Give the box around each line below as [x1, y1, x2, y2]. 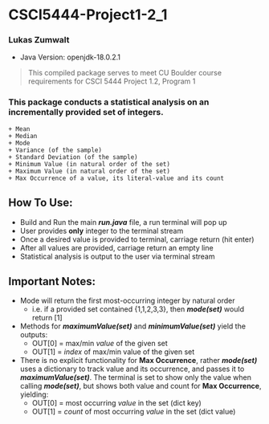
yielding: [19, 389, 49, 399]
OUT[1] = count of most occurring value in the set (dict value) [31, 407, 236, 417]
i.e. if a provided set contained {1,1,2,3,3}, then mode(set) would [31, 304, 245, 314]
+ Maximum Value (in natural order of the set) [8, 167, 171, 175]
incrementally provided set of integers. [8, 107, 164, 118]
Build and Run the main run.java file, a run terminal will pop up [19, 217, 227, 226]
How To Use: [8, 196, 73, 210]
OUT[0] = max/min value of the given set [31, 339, 169, 349]
